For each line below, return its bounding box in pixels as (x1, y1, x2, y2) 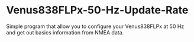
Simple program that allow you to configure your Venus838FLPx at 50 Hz (6, 23, 185, 30)
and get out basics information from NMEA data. (6, 29, 124, 36)
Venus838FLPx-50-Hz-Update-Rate (6, 3, 189, 17)
